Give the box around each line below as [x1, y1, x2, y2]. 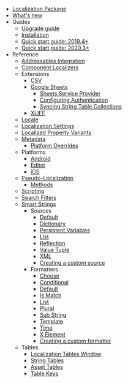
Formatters [30, 266, 58, 273]
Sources [30, 207, 52, 214]
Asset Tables [30, 363, 63, 370]
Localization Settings [21, 123, 75, 129]
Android [30, 155, 51, 162]
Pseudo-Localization [21, 175, 74, 181]
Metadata [21, 135, 46, 143]
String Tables [30, 357, 64, 364]
